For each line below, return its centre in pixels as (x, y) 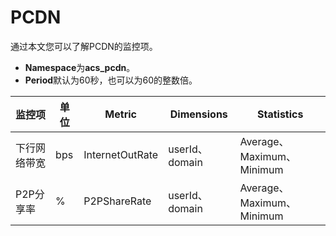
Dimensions (198, 114)
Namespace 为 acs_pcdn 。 (80, 67)
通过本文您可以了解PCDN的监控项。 (84, 46)
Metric (120, 114)
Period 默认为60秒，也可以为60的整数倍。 (111, 80)
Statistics (280, 114)
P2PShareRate (117, 201)
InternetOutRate (121, 154)
